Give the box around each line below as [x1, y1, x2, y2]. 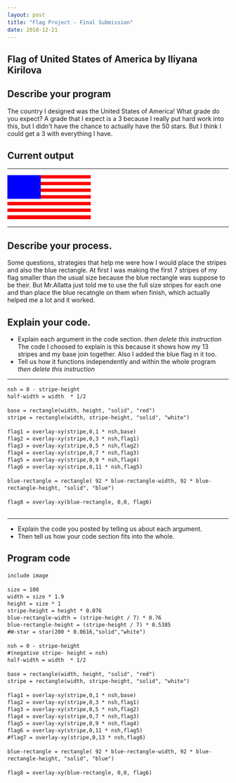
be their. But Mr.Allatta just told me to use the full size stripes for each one [7, 281, 221, 289]
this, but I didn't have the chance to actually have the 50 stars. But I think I [7, 122, 222, 130]
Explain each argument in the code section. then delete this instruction [17, 335, 222, 344]
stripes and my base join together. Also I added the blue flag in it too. [17, 350, 217, 358]
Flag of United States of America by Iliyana [7, 53, 198, 65]
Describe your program [7, 88, 111, 100]
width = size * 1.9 [7, 593, 65, 600]
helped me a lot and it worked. [7, 296, 96, 304]
